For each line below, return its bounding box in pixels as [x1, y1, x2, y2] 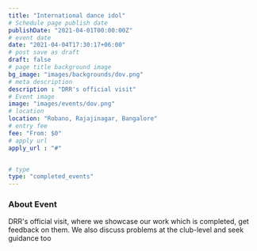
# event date [8, 33, 52, 42]
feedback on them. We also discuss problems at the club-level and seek [8, 225, 244, 234]
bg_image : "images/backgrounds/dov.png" [8, 70, 144, 78]
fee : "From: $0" [8, 129, 62, 137]
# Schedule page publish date [8, 19, 109, 27]
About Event [8, 199, 57, 210]
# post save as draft [8, 48, 80, 56]
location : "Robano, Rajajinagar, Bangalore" [8, 115, 158, 123]
